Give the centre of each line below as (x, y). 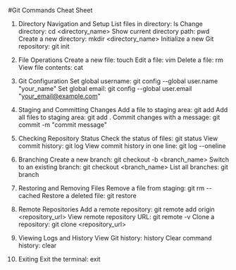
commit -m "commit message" (63, 125)
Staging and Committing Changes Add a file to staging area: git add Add (123, 110)
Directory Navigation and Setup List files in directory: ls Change (110, 24)
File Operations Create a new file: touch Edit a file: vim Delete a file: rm (121, 60)
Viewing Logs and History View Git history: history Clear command (115, 238)
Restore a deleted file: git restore (89, 196)
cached (29, 196)
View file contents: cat (51, 67)
